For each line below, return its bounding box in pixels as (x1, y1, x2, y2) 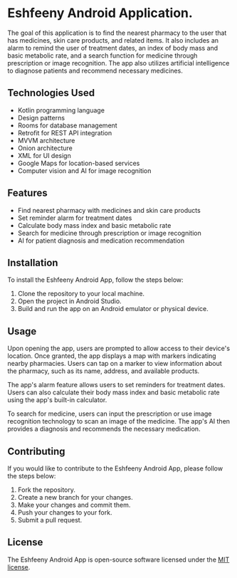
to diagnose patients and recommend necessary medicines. (7, 66, 183, 75)
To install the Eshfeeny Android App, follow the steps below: (7, 275, 184, 284)
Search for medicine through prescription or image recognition (17, 228, 201, 237)
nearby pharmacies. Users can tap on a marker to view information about (7, 359, 222, 368)
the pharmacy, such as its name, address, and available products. (7, 367, 200, 375)
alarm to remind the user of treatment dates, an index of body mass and (7, 43, 218, 52)
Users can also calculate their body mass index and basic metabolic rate (7, 388, 221, 396)
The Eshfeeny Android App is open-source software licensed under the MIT (7, 555, 230, 564)
